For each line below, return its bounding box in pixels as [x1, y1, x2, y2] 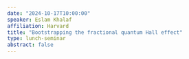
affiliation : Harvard [7, 22, 69, 29]
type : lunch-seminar [7, 35, 67, 42]
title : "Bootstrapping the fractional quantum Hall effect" [7, 28, 184, 36]
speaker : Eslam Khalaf [7, 16, 72, 23]
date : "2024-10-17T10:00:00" [7, 9, 91, 17]
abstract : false [7, 41, 54, 48]
